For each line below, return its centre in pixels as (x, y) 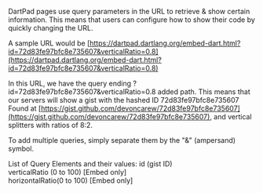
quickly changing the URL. (51, 28)
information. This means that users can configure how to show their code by (131, 20)
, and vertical (231, 117)
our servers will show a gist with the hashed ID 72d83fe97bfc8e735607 (124, 100)
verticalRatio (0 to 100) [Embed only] (68, 172)
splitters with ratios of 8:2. (50, 125)
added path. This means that (204, 92)
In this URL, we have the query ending (70, 83)
